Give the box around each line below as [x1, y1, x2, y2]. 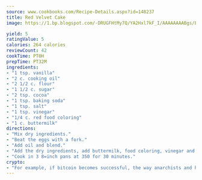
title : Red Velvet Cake [6, 14, 66, 20]
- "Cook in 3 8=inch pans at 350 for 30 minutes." [6, 154, 136, 160]
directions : [6, 125, 36, 132]
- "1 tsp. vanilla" [6, 70, 55, 76]
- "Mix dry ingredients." [6, 131, 71, 137]
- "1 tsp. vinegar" [6, 109, 55, 115]
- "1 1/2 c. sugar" [6, 86, 55, 93]
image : [6, 20, 23, 26]
